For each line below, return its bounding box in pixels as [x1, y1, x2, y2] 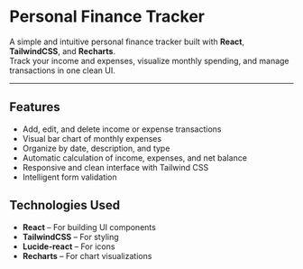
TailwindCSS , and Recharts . [9, 45, 115, 56]
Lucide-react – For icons [22, 241, 115, 252]
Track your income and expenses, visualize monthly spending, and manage [9, 55, 290, 66]
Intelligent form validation [22, 172, 117, 182]
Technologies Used [9, 198, 120, 213]
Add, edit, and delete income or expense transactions [22, 124, 222, 134]
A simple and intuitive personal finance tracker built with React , [9, 36, 245, 47]
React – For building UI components [22, 221, 156, 232]
